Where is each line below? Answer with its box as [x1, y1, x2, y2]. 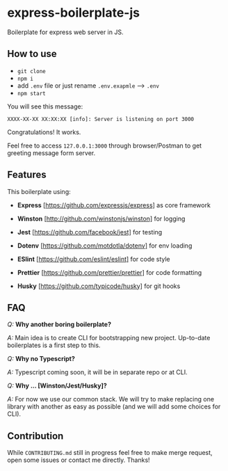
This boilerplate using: [7, 187, 71, 195]
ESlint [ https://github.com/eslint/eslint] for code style [17, 255, 170, 263]
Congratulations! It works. [7, 127, 81, 136]
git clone [17, 67, 47, 74]
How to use [7, 48, 57, 60]
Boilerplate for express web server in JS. [7, 28, 124, 36]
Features [7, 169, 47, 181]
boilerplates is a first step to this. [7, 341, 101, 349]
